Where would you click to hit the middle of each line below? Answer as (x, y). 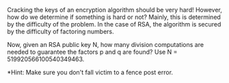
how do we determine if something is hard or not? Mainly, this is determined (114, 17)
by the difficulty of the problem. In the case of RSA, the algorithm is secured (114, 24)
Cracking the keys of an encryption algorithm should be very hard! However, (114, 10)
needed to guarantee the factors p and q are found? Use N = (92, 52)
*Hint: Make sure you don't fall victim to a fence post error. (90, 72)
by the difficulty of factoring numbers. (60, 31)
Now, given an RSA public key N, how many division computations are (105, 45)
